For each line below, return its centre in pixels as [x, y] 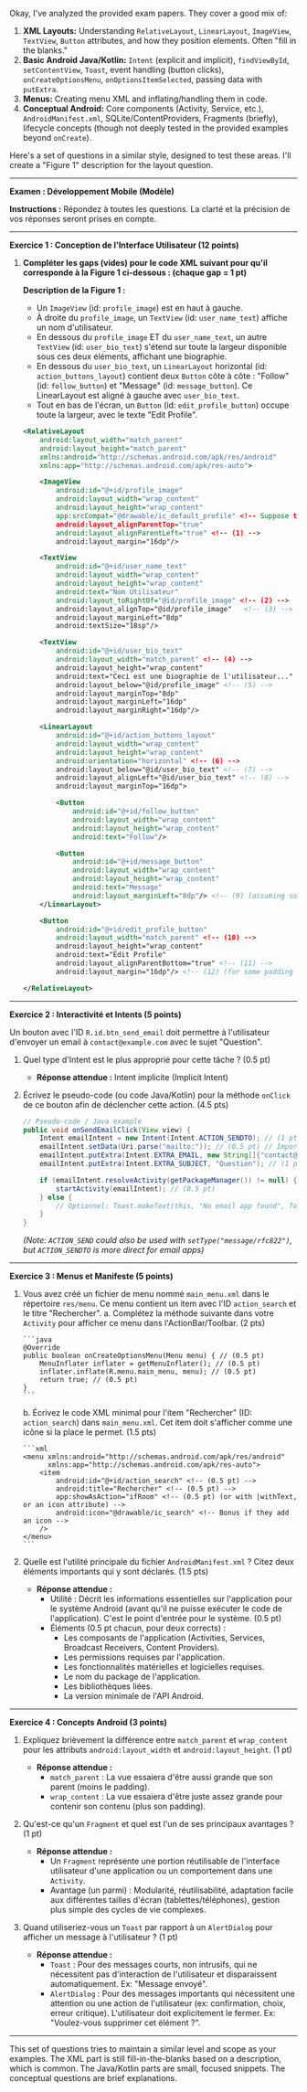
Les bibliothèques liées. [108, 1686]
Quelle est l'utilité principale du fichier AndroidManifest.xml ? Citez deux [158, 1562]
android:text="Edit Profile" [111, 955]
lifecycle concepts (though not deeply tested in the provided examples [155, 128]
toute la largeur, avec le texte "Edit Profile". [117, 414]
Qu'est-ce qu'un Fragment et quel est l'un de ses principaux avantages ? [158, 1824]
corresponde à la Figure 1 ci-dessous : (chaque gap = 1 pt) [135, 272]
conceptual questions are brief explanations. [93, 2078]
